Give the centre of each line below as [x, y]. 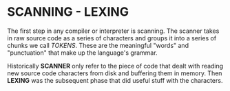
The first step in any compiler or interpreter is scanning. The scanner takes [113, 31]
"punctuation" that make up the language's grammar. [82, 53]
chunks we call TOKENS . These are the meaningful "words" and [98, 45]
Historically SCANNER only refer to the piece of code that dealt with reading [115, 66]
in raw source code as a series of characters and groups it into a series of [112, 38]
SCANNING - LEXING [68, 12]
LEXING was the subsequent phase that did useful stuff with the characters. [115, 80]
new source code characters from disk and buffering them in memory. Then [115, 73]
